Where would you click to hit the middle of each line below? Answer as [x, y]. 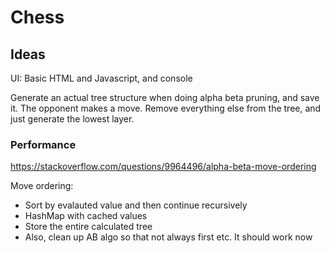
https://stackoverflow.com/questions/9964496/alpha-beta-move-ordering [163, 167]
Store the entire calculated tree [88, 227]
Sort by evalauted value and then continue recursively [136, 205]
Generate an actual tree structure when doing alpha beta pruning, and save [165, 97]
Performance [43, 144]
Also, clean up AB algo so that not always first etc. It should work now [168, 237]
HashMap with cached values [86, 216]
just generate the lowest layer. [72, 119]
